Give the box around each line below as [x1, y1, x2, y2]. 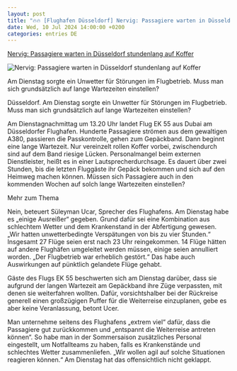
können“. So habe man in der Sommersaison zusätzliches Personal [7, 333, 202, 341]
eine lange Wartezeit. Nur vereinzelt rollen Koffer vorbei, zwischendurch [7, 143, 218, 151]
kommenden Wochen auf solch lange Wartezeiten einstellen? [7, 180, 185, 189]
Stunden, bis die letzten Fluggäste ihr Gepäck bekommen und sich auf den [7, 165, 225, 174]
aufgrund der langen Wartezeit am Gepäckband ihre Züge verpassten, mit [7, 282, 223, 290]
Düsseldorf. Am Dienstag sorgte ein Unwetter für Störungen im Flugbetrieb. [7, 99, 228, 107]
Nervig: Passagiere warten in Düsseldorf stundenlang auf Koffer [7, 50, 195, 58]
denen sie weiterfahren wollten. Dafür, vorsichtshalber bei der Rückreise [7, 289, 218, 298]
